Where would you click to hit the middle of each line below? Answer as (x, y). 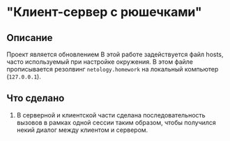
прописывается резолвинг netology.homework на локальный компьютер (113, 69)
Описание (30, 38)
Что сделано (36, 98)
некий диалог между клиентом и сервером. (82, 130)
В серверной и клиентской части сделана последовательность (111, 115)
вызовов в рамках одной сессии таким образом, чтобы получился (116, 122)
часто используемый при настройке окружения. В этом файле (100, 62)
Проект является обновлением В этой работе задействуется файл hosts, (115, 54)
